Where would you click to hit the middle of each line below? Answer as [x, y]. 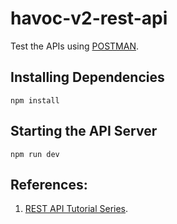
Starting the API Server [84, 131]
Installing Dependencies [87, 77]
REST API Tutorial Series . [76, 209]
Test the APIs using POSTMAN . [75, 46]
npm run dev [35, 154]
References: [49, 184]
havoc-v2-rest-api [89, 18]
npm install [35, 100]
